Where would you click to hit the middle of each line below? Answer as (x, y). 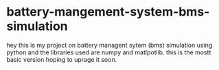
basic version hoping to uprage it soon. (62, 59)
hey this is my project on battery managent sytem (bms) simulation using (109, 45)
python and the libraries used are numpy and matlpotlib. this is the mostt (109, 52)
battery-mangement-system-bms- (108, 12)
